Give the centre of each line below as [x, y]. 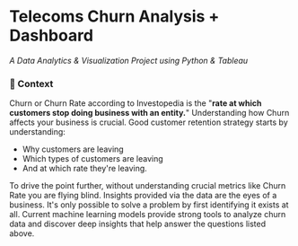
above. [22, 233]
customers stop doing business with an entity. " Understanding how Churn [149, 113]
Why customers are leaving [73, 149]
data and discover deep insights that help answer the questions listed [138, 224]
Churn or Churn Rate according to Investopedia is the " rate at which [136, 103]
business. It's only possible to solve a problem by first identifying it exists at [149, 205]
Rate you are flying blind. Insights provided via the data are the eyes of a [143, 196]
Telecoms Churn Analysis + [114, 17]
